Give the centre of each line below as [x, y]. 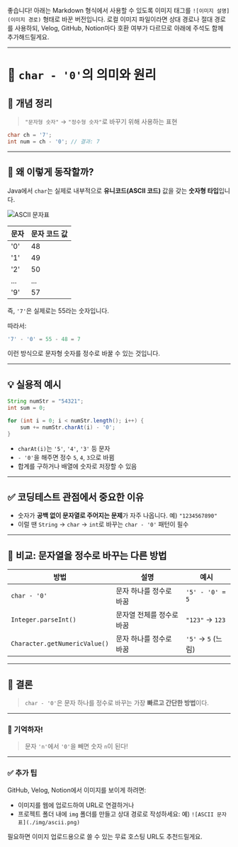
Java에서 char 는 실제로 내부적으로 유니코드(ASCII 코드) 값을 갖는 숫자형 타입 [113, 191]
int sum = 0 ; [27, 408]
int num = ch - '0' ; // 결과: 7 [54, 141]
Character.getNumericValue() [60, 644]
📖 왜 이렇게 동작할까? [51, 172]
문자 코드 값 [49, 234]
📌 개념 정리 [30, 103]
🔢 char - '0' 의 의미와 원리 [82, 75]
